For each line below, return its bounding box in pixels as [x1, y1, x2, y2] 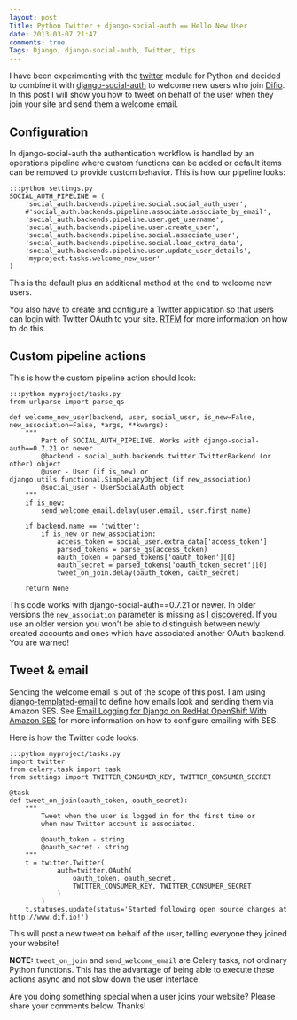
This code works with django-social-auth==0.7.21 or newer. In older [9, 599, 256, 610]
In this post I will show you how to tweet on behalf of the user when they [9, 90, 274, 100]
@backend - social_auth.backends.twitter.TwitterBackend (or [41, 451, 272, 460]
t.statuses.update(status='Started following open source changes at [25, 904, 288, 913]
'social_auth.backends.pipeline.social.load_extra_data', [25, 238, 244, 247]
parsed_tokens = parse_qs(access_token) [56, 545, 208, 554]
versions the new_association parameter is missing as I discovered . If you [9, 609, 277, 619]
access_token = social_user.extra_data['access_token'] [56, 537, 268, 546]
